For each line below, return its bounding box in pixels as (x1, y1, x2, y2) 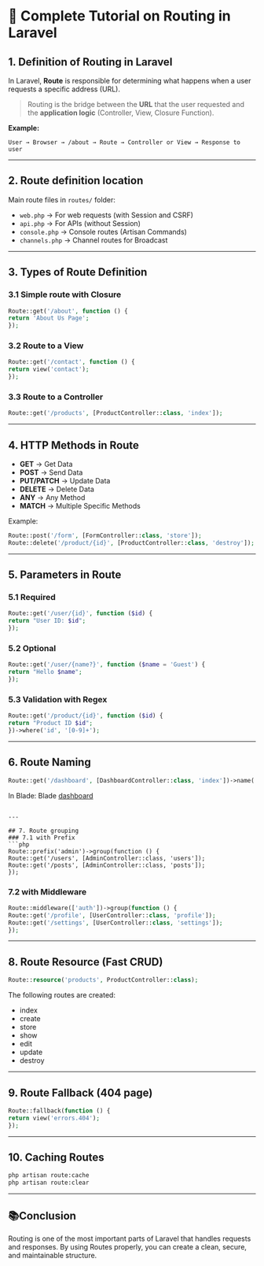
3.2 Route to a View (8, 340, 84, 351)
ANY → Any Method (19, 493, 86, 502)
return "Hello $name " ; (8, 668, 82, 676)
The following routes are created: (8, 990, 116, 1000)
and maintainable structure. (8, 1250, 97, 1260)
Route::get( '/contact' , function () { (8, 358, 135, 366)
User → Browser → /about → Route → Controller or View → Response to (8, 139, 241, 146)
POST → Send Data (19, 468, 83, 477)
